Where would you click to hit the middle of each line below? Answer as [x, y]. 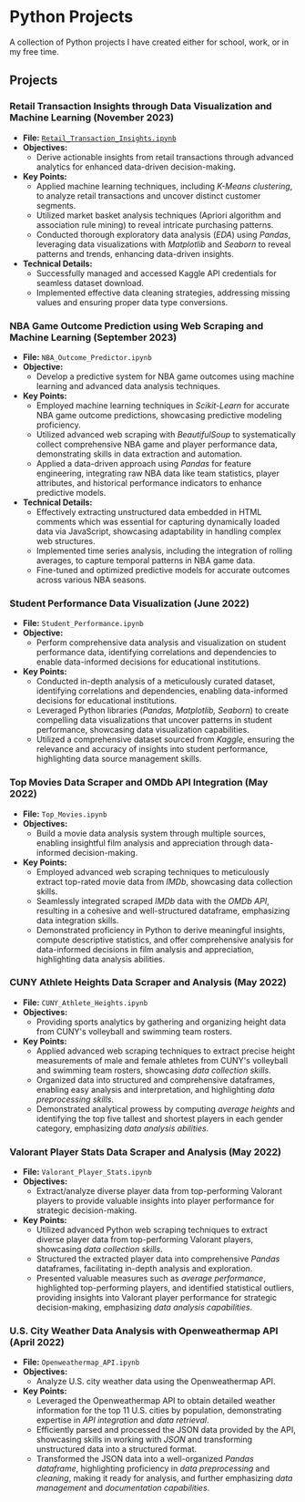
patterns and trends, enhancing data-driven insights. [135, 253]
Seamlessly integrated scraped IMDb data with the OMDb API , [153, 900]
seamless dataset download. [90, 283]
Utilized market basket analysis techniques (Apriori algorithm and [159, 215]
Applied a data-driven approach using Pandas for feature [144, 463]
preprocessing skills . [75, 1099]
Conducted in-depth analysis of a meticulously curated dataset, [156, 682]
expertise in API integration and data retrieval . [122, 1420]
